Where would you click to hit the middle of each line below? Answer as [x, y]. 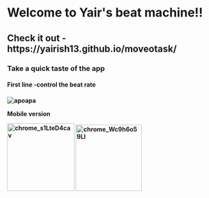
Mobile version [29, 113]
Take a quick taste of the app [56, 68]
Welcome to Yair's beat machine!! [105, 13]
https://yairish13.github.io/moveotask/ [92, 48]
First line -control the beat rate [51, 85]
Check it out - [37, 38]
